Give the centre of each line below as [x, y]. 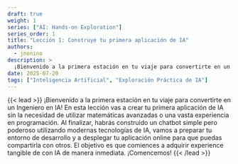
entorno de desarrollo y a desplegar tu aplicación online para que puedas [115, 138]
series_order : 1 [31, 34]
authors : [20, 47]
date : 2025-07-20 [33, 73]
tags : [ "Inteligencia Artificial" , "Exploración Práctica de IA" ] [108, 80]
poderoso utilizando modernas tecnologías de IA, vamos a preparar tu [110, 130]
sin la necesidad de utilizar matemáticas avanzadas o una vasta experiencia [118, 115]
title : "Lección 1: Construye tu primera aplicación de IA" [98, 40]
